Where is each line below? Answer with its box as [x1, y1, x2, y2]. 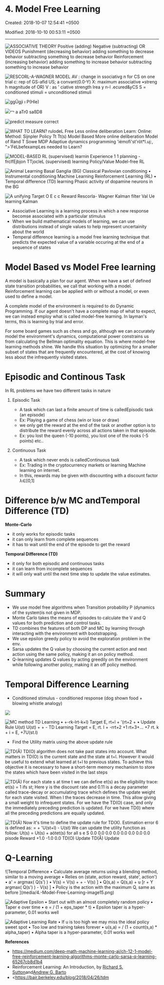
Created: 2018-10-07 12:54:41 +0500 [5, 20, 80, 26]
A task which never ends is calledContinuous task [19, 457, 120, 463]
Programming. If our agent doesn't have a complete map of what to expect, [5, 308, 157, 314]
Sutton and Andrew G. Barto [12, 969, 67, 975]
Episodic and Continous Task [5, 371, 125, 383]
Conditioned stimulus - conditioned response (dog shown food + [12, 695, 143, 701]
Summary [5, 588, 45, 599]
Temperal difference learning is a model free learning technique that [12, 234, 149, 240]
